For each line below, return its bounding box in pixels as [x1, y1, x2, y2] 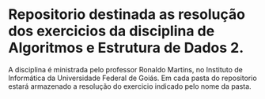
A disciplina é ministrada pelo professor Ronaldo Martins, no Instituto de [8, 64, 244, 74]
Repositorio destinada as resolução [8, 5, 245, 24]
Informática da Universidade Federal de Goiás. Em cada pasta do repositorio [8, 73, 257, 82]
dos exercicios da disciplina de [8, 22, 215, 40]
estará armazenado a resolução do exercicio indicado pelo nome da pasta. [8, 81, 252, 91]
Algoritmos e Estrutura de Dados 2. [8, 39, 244, 57]
